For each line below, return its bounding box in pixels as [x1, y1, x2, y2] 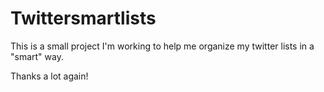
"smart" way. [10, 50, 64, 62]
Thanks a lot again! [10, 70, 89, 82]
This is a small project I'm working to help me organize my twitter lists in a [10, 40, 315, 52]
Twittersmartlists [10, 7, 157, 30]
